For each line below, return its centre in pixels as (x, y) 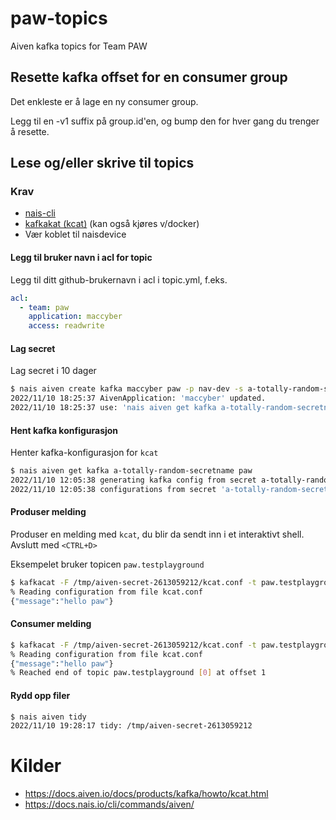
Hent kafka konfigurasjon (64, 430)
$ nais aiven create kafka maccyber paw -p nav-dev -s (127, 389)
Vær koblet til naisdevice (75, 234)
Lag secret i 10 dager (53, 371)
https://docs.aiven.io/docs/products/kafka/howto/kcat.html (146, 794)
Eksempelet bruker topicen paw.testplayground (107, 564)
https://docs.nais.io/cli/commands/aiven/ (109, 804)
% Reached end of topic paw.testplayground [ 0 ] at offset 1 (138, 673)
